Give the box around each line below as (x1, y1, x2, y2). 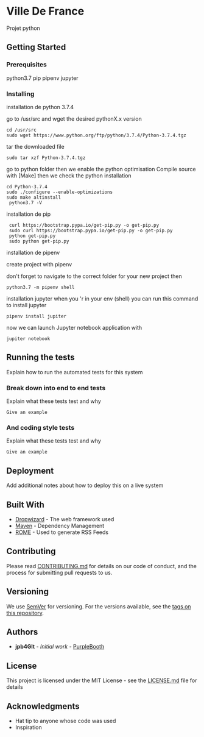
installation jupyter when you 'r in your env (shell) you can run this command (6, 294, 199, 302)
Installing (6, 90, 35, 98)
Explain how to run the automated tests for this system (6, 368, 143, 376)
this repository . (6, 609, 44, 616)
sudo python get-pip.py (9, 238, 69, 244)
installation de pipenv (6, 249, 60, 256)
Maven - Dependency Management (15, 522, 105, 529)
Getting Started (6, 42, 66, 52)
